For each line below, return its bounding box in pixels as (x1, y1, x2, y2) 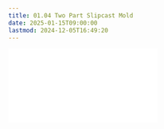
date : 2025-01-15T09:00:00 (8, 19, 98, 27)
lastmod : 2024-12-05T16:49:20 (8, 26, 109, 34)
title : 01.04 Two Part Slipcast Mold (8, 11, 134, 20)
